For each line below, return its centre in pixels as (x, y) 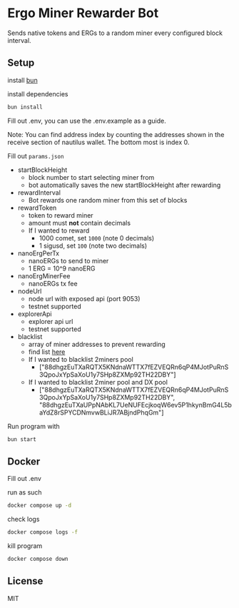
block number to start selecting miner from (91, 177)
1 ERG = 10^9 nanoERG (62, 268)
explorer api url (51, 321)
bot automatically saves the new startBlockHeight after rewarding (124, 185)
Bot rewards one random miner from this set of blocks (108, 200)
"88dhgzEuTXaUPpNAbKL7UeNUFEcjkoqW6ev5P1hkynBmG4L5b (135, 405)
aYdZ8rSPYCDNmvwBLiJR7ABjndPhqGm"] (101, 412)
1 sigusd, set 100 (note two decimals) (93, 245)
